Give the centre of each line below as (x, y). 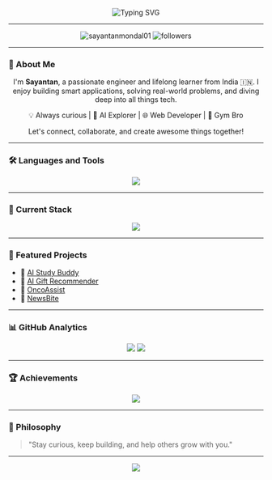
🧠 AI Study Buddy (49, 273)
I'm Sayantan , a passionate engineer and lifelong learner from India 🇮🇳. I (136, 82)
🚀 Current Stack (40, 209)
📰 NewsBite (39, 299)
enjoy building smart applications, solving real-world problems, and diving (136, 91)
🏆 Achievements (43, 378)
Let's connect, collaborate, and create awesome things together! (136, 132)
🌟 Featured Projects (48, 255)
